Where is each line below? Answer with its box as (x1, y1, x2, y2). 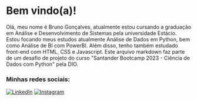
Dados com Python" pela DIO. (6, 60, 78, 68)
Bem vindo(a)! (6, 4, 76, 18)
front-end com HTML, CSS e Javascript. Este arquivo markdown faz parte (6, 48, 185, 55)
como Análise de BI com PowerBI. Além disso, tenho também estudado (6, 42, 178, 49)
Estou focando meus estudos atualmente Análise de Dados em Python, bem (6, 36, 191, 43)
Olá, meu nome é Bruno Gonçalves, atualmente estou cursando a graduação (6, 23, 192, 30)
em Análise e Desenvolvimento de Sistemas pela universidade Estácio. (6, 29, 177, 36)
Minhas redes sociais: (6, 75, 71, 83)
